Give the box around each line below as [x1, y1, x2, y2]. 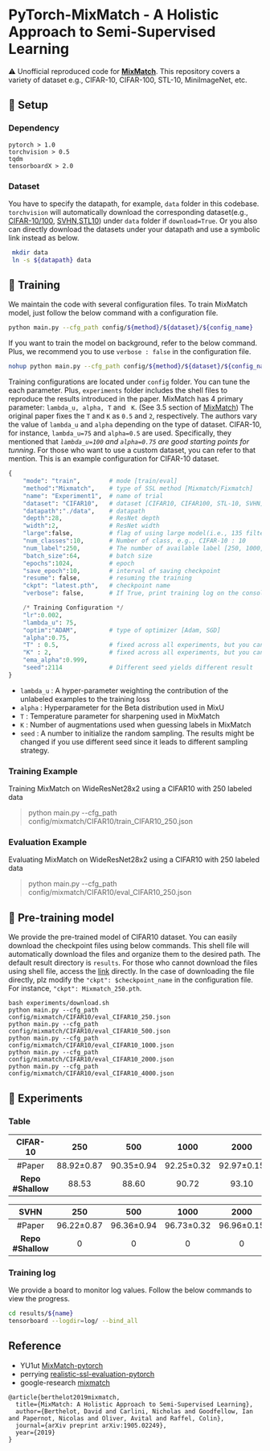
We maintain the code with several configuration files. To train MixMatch [8, 299, 248, 309]
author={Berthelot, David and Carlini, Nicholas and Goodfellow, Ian [15, 1407, 253, 1416]
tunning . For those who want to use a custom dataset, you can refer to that [8, 445, 256, 455]
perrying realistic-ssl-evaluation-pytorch [19, 1369, 155, 1379]
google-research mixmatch [19, 1378, 110, 1387]
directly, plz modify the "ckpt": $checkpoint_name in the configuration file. [8, 975, 253, 985]
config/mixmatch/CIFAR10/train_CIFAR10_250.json [27, 817, 193, 826]
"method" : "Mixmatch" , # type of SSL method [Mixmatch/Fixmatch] [22, 484, 253, 493]
